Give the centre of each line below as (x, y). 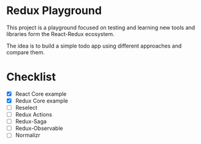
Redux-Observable (39, 128)
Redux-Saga (31, 121)
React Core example (41, 94)
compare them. (25, 52)
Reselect (26, 108)
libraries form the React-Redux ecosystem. (60, 34)
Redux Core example (42, 101)
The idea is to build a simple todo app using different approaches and (94, 46)
